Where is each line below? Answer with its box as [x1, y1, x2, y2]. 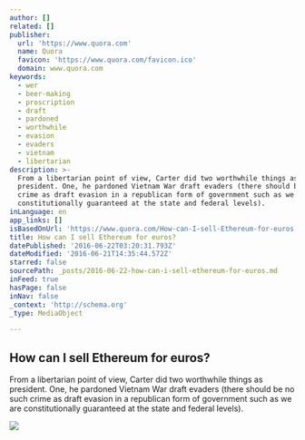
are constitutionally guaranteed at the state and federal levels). [9, 403, 243, 414]
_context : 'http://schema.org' [9, 300, 128, 309]
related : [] [9, 22, 54, 31]
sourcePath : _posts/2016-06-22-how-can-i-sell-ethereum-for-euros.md [9, 267, 279, 276]
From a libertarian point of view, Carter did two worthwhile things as [9, 374, 263, 386]
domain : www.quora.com [17, 64, 103, 73]
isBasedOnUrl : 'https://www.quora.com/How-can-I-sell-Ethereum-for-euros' [9, 224, 299, 233]
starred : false [9, 258, 67, 268]
